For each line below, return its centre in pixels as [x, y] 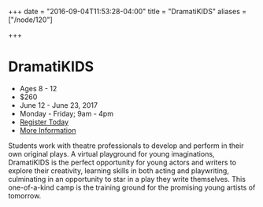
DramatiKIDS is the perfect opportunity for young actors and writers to [122, 162]
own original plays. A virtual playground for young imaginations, [111, 153]
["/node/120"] [30, 20]
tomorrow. [25, 195]
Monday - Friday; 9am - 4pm [67, 113]
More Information [48, 130]
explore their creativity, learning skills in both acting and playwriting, [119, 170]
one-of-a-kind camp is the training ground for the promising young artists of [132, 187]
